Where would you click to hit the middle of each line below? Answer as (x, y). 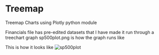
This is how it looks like (29, 47)
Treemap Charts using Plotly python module (51, 22)
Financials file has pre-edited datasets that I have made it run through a (80, 32)
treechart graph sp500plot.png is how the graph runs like (65, 37)
